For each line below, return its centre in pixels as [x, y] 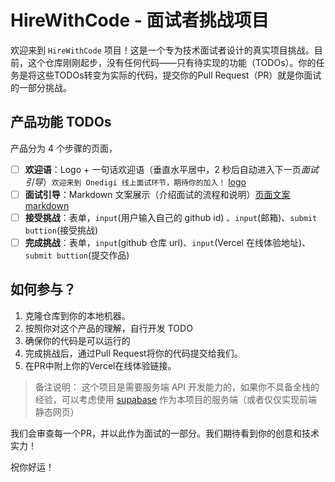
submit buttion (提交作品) [77, 255]
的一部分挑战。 [41, 87]
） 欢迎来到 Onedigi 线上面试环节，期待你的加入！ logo [144, 182]
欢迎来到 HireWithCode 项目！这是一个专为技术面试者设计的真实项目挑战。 [162, 50]
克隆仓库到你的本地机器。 [77, 315]
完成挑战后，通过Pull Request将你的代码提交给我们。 [133, 353]
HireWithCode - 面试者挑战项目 [140, 20]
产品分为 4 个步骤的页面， [64, 148]
